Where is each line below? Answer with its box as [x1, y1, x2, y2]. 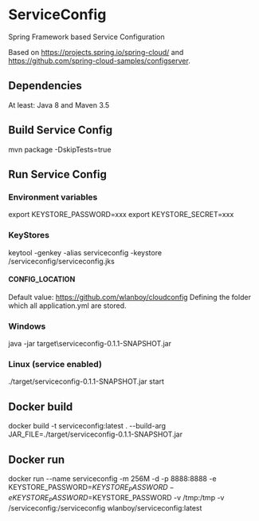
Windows [8, 321, 46, 332]
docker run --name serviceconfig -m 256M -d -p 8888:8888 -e [8, 473, 217, 484]
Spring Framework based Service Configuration [8, 32, 165, 41]
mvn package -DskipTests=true [8, 144, 112, 154]
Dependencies [8, 79, 82, 93]
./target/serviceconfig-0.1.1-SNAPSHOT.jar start [8, 377, 165, 386]
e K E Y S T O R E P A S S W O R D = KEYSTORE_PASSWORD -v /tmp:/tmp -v [8, 492, 225, 504]
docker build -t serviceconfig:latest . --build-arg [8, 421, 166, 431]
